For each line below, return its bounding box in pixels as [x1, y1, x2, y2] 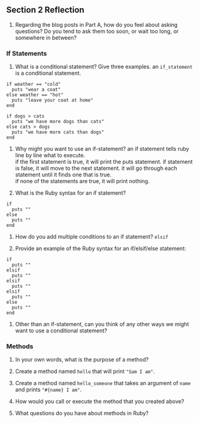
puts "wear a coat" [12, 86, 61, 93]
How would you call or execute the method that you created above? [15, 398, 184, 405]
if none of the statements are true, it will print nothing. [15, 178, 150, 185]
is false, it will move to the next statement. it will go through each [15, 164, 178, 172]
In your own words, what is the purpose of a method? [15, 356, 149, 363]
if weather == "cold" [6, 82, 61, 88]
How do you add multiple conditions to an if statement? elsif [15, 233, 169, 240]
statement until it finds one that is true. [15, 171, 112, 178]
